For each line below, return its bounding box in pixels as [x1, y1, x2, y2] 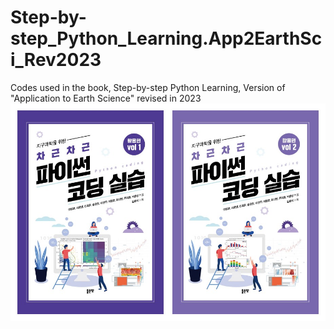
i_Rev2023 [10, 49, 102, 71]
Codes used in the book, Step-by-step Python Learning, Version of [10, 81, 286, 93]
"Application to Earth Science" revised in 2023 [10, 92, 202, 104]
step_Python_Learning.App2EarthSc [10, 27, 323, 50]
